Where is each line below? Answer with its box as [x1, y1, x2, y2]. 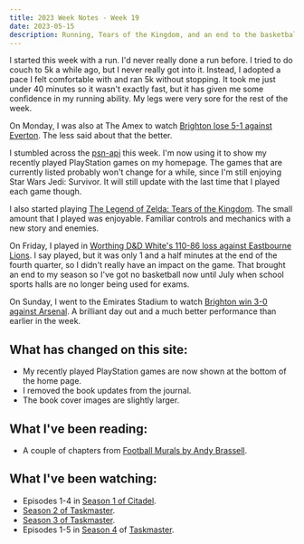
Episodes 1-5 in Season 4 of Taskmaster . [22, 524, 175, 535]
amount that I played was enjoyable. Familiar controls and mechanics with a [9, 214, 291, 224]
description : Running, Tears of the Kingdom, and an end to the [9, 30, 257, 39]
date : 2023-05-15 [9, 22, 75, 31]
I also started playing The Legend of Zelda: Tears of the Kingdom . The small [9, 204, 293, 215]
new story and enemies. [9, 223, 100, 234]
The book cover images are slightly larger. [22, 395, 180, 406]
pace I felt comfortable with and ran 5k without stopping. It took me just [9, 74, 276, 85]
